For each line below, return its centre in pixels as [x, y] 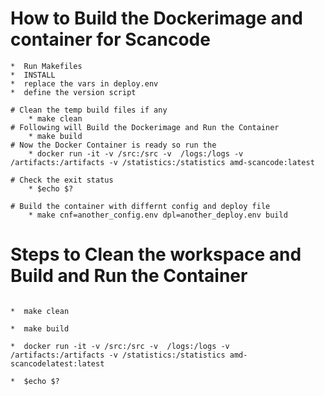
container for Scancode [110, 39]
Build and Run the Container [129, 276]
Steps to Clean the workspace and [156, 254]
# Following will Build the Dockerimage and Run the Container [145, 127]
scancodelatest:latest [57, 363]
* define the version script [73, 92]
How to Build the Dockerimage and [156, 18]
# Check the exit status [62, 180]
